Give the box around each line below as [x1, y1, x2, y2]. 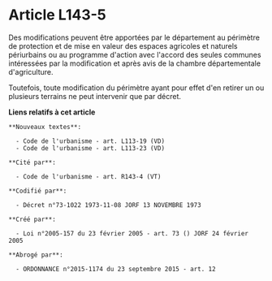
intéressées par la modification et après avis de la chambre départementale [8, 58, 261, 68]
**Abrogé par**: [8, 250, 63, 259]
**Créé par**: [8, 215, 57, 223]
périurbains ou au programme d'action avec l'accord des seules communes [8, 50, 261, 59]
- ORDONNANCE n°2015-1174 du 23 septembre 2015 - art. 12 [15, 265, 217, 273]
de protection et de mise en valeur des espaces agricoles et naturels [8, 41, 238, 50]
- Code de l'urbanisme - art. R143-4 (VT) [15, 172, 162, 180]
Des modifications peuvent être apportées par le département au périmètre [8, 32, 260, 42]
